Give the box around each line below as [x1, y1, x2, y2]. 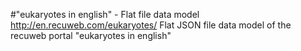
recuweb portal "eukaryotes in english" [10, 30, 172, 41]
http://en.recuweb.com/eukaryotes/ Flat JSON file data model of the [10, 19, 292, 31]
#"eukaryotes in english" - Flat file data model [10, 9, 200, 20]
